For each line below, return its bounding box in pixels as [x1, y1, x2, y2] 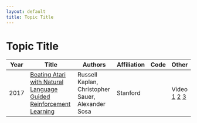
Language [30, 85, 58, 94]
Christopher [77, 85, 110, 94]
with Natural [30, 78, 64, 86]
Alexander [77, 100, 106, 108]
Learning [30, 107, 55, 115]
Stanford [116, 89, 141, 97]
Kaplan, [77, 78, 98, 86]
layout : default [6, 8, 46, 15]
